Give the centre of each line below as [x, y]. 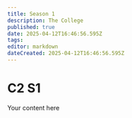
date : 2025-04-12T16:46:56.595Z [55, 34]
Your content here [34, 107]
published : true [31, 27]
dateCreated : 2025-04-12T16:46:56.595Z [66, 54]
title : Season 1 [31, 14]
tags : [15, 40]
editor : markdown [33, 47]
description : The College [45, 20]
